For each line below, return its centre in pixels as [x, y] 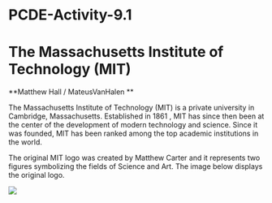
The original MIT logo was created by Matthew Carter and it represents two [134, 158]
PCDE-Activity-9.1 [70, 15]
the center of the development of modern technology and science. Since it [133, 125]
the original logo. [37, 175]
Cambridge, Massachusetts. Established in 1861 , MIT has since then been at [136, 116]
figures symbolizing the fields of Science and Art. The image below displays [136, 166]
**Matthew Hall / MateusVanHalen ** [71, 92]
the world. [26, 142]
